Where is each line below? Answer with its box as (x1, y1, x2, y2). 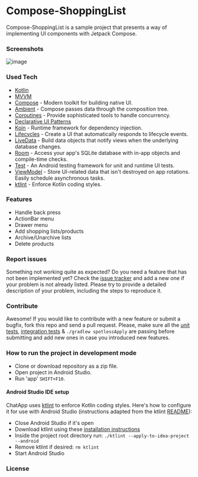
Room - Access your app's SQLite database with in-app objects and (14, 149, 180, 156)
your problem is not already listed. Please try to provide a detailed (6, 281, 167, 288)
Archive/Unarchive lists (14, 233, 72, 241)
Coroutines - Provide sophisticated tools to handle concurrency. (14, 111, 171, 119)
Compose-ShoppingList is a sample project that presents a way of (6, 24, 167, 31)
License (6, 464, 30, 472)
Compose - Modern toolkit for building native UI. (14, 99, 133, 106)
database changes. (14, 143, 62, 150)
